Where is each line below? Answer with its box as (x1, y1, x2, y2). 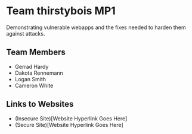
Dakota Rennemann (14, 69, 64, 76)
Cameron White (14, 82, 54, 89)
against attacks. (6, 30, 45, 37)
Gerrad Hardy (14, 63, 49, 70)
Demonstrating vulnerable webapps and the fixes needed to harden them (6, 24, 186, 31)
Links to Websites (6, 99, 74, 109)
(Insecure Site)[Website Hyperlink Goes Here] (14, 114, 128, 122)
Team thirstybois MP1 (6, 4, 116, 18)
